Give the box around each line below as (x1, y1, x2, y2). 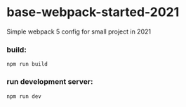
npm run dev (6, 92, 41, 100)
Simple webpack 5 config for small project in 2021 (6, 27, 152, 36)
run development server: (6, 77, 93, 87)
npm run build (6, 61, 48, 68)
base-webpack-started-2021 (6, 4, 180, 20)
